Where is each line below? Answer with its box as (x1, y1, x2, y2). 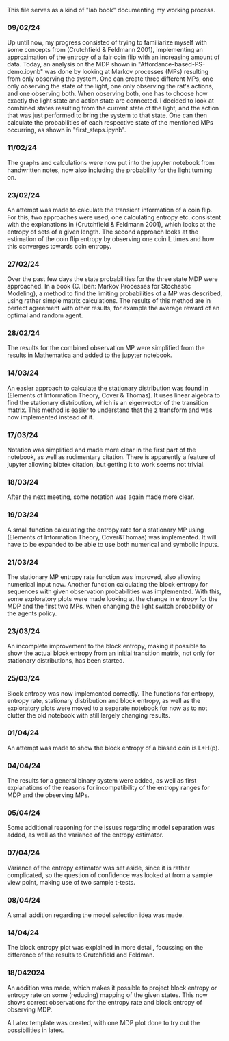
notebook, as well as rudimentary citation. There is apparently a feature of (7, 453, 216, 461)
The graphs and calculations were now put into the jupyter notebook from (7, 158, 215, 167)
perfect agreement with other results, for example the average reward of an (7, 304, 220, 313)
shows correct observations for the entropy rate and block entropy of (7, 998, 203, 1006)
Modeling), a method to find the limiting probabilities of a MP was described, (7, 289, 223, 297)
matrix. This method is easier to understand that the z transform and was (7, 406, 213, 414)
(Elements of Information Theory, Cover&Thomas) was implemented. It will (7, 532, 217, 541)
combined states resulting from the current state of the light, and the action (7, 104, 219, 112)
